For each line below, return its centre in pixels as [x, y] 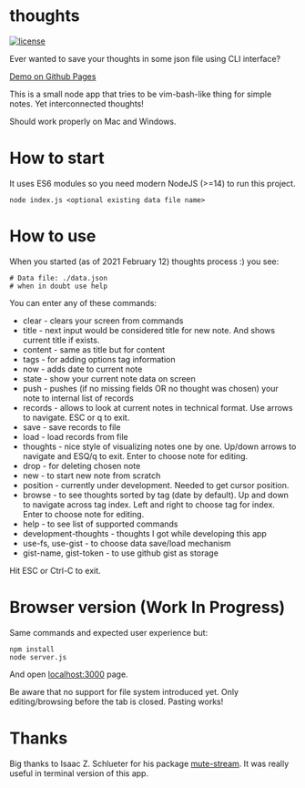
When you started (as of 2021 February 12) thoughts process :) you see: [144, 261]
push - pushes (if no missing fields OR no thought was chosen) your [151, 388]
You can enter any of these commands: [83, 302]
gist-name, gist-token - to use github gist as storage [120, 553]
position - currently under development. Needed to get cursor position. [156, 485]
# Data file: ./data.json [58, 278]
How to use [53, 236]
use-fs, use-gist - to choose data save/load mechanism [127, 543]
